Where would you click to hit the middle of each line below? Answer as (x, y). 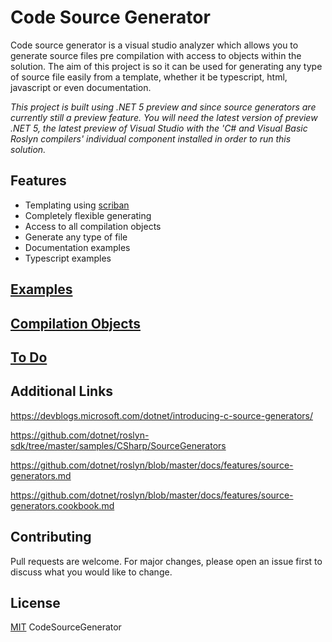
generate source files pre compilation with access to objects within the (156, 55)
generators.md (41, 475)
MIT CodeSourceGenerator (66, 627)
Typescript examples (68, 258)
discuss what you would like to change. (91, 572)
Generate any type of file (76, 237)
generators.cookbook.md (62, 505)
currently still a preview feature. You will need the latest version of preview (164, 117)
